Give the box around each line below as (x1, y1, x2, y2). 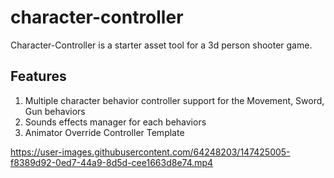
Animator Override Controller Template (24, 126, 185, 138)
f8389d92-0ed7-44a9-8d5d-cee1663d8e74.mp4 (10, 156, 214, 168)
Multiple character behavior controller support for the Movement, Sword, (24, 94, 325, 106)
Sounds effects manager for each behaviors (24, 116, 207, 128)
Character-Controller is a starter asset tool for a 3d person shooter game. (10, 39, 313, 51)
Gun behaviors (24, 105, 86, 117)
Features (10, 68, 67, 85)
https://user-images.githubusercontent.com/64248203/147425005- (10, 146, 291, 158)
